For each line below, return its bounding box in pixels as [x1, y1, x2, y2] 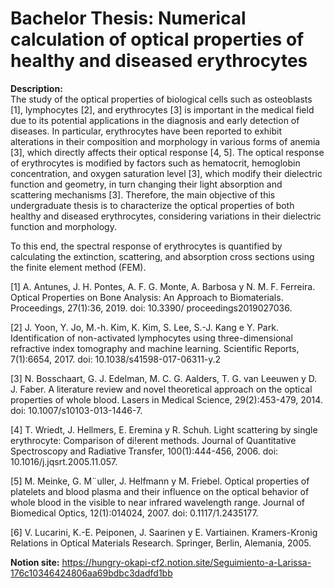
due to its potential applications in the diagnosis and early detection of [10, 114, 300, 126]
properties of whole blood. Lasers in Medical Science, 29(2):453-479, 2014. [10, 393, 323, 406]
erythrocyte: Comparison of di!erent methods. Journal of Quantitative [10, 434, 297, 446]
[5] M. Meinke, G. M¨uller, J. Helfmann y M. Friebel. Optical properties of [10, 475, 310, 487]
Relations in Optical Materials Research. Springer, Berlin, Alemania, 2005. [10, 537, 312, 549]
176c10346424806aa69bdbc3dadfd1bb [10, 567, 173, 579]
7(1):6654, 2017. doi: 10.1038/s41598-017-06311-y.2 [10, 353, 222, 365]
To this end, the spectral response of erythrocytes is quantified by [10, 240, 283, 252]
